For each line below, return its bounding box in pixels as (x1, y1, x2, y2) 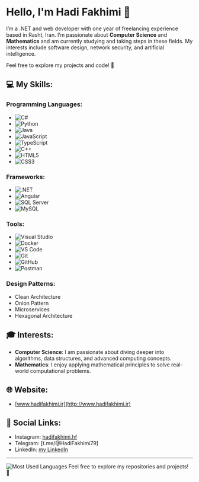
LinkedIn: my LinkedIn (14, 446, 69, 453)
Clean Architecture (14, 293, 61, 300)
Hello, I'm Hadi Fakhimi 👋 (6, 5, 131, 19)
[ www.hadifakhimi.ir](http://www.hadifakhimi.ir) (14, 400, 131, 408)
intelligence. (6, 50, 36, 57)
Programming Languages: (6, 100, 83, 108)
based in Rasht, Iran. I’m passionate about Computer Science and (6, 31, 168, 38)
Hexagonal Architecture (14, 312, 73, 319)
